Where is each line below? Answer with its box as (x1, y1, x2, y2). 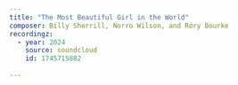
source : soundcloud (25, 46, 98, 55)
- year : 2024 (17, 37, 66, 47)
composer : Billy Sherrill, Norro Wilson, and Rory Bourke (9, 21, 229, 30)
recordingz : (9, 29, 53, 38)
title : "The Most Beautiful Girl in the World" (9, 12, 190, 22)
